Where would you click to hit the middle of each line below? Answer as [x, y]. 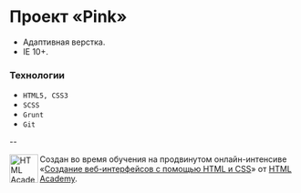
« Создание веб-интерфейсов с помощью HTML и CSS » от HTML [166, 169]
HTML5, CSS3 [45, 96]
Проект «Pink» [68, 17]
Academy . [58, 178]
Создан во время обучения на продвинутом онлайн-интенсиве [163, 159]
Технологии [37, 75]
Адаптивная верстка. [64, 42]
